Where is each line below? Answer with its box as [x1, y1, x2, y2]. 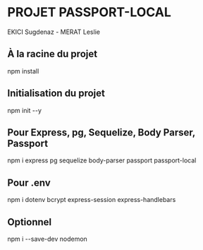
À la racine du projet [7, 48, 97, 60]
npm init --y [7, 106, 42, 114]
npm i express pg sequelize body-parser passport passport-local [7, 156, 197, 165]
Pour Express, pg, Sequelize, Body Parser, [7, 126, 196, 138]
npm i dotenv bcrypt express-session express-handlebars [7, 196, 176, 204]
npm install [7, 66, 39, 75]
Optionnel [7, 216, 52, 228]
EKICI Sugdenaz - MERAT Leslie [7, 28, 101, 36]
